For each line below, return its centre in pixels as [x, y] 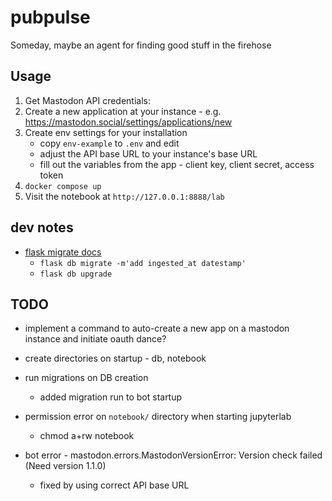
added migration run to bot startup [111, 397]
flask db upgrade [76, 274]
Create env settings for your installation [106, 132]
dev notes [42, 227]
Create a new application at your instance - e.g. [123, 111]
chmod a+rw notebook [87, 436]
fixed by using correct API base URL [114, 485]
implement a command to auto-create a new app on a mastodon [157, 328]
